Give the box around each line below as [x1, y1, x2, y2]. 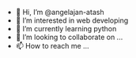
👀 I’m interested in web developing [15, 16, 129, 25]
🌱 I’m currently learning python [15, 24, 117, 33]
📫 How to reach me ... [15, 42, 89, 50]
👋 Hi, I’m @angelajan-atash [15, 8, 104, 16]
